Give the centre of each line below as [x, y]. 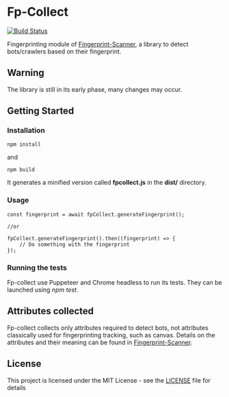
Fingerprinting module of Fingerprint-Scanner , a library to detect [98, 44]
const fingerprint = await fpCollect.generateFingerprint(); [96, 214]
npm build [21, 170]
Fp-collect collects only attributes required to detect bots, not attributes [108, 328]
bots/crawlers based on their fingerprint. [64, 51]
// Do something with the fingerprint [75, 244]
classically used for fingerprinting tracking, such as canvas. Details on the [111, 335]
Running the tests [37, 268]
